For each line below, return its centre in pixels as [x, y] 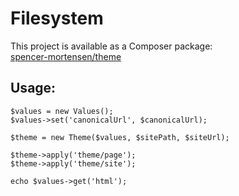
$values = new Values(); [62, 111]
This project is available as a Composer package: [111, 46]
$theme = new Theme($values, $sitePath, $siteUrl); [120, 137]
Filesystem [57, 18]
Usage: [33, 88]
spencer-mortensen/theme [66, 56]
